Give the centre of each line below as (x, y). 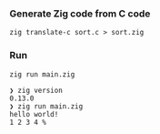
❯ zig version (36, 90)
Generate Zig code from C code (80, 14)
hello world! (34, 114)
